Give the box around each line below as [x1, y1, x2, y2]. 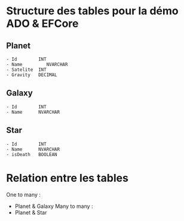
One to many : [6, 191, 41, 198]
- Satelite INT [6, 67, 47, 73]
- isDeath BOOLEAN [6, 151, 58, 157]
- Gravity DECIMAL [6, 72, 58, 78]
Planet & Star [14, 208, 47, 216]
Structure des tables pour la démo [6, 4, 179, 18]
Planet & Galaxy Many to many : [14, 203, 94, 210]
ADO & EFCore [6, 17, 79, 30]
